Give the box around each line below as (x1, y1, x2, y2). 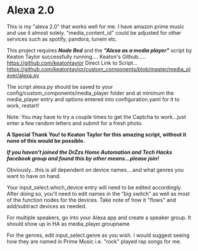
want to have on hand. (6, 172, 61, 179)
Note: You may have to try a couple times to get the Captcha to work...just (6, 113, 186, 121)
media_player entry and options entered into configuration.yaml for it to (6, 95, 180, 103)
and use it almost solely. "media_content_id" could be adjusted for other (6, 29, 181, 36)
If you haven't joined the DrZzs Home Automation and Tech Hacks (6, 148, 173, 156)
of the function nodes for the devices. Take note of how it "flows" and (6, 196, 176, 203)
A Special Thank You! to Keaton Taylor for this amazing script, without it (6, 130, 187, 138)
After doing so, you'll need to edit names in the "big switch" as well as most (6, 190, 190, 197)
